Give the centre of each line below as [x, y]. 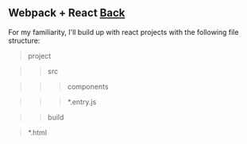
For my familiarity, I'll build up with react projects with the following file [123, 32]
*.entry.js [82, 101]
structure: [24, 40]
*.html [37, 132]
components [88, 86]
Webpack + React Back [67, 13]
